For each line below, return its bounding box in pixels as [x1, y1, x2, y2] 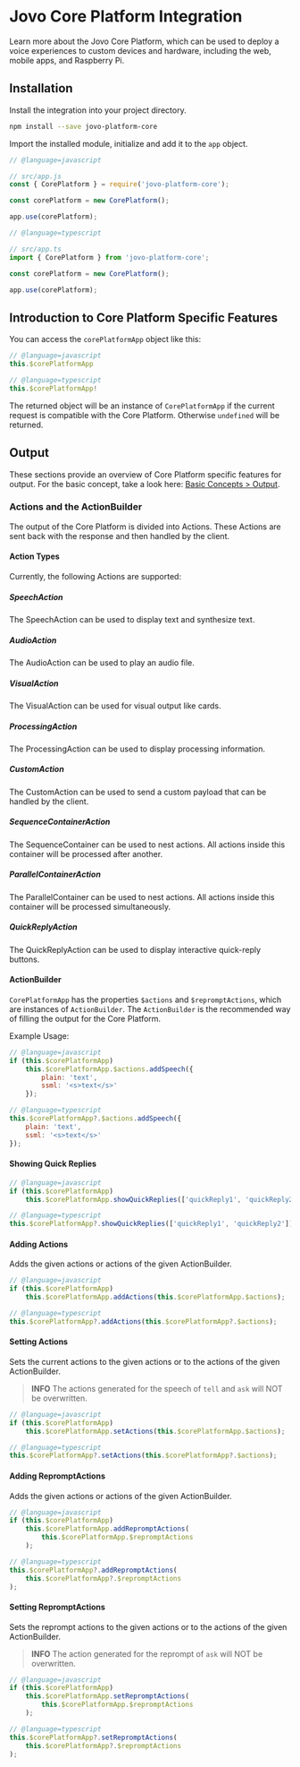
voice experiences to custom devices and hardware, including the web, [9, 45, 272, 56]
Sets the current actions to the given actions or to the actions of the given [9, 1356, 280, 1367]
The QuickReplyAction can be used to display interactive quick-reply [9, 944, 262, 955]
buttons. [9, 954, 40, 965]
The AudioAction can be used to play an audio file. [9, 656, 195, 668]
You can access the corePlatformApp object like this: [9, 334, 202, 345]
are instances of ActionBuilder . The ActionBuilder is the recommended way [9, 1003, 291, 1014]
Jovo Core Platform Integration [9, 6, 243, 27]
